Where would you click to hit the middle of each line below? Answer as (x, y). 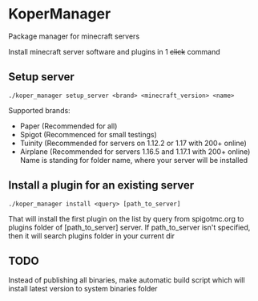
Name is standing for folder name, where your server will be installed (134, 160)
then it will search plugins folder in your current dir (91, 236)
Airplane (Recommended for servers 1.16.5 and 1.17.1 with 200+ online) (135, 151)
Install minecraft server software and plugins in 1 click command (114, 51)
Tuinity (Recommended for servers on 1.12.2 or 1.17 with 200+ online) (133, 143)
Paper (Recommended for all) (69, 126)
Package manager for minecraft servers (74, 36)
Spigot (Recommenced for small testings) (89, 134)
